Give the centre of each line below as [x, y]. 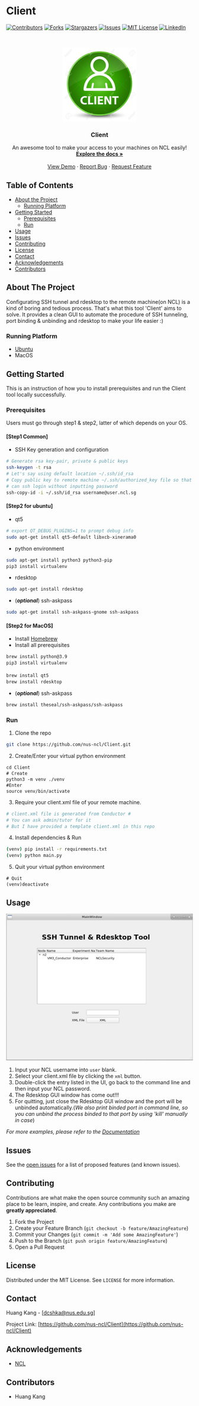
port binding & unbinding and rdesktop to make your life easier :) [85, 320]
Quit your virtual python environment [60, 867]
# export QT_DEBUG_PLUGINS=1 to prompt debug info [70, 531]
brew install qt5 [28, 675]
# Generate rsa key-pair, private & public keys [67, 461]
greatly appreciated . [32, 1210]
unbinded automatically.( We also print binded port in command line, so [101, 1107]
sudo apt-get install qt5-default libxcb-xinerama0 [71, 537]
